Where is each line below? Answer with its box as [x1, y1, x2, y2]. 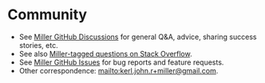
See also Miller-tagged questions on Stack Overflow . [18, 49, 192, 58]
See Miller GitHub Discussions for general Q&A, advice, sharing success [18, 32, 257, 41]
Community [7, 6, 88, 24]
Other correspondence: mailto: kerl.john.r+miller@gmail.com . [18, 65, 219, 75]
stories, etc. [18, 40, 58, 49]
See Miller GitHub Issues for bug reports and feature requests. [18, 57, 224, 67]
